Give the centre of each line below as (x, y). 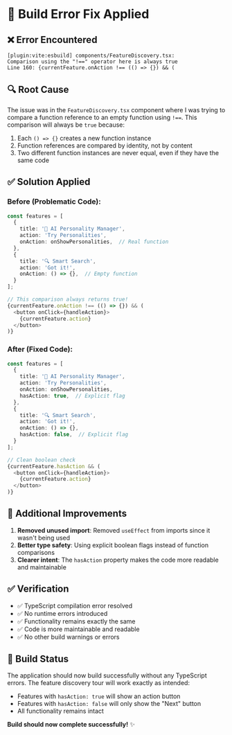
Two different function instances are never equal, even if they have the (118, 152)
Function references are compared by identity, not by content (105, 145)
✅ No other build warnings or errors (68, 637)
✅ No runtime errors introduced (62, 613)
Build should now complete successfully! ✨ (71, 725)
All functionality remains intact (60, 711)
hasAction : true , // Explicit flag (73, 396)
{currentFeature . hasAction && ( (54, 466)
